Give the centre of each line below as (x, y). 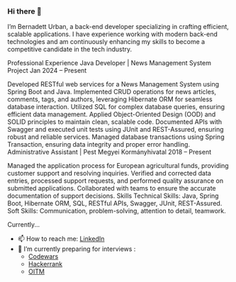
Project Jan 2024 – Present (47, 71)
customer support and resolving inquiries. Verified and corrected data (109, 174)
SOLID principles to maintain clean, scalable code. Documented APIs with (115, 122)
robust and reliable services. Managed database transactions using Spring (116, 137)
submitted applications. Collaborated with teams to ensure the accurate (112, 188)
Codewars (43, 256)
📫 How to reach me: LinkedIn (61, 239)
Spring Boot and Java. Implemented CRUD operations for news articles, (112, 92)
